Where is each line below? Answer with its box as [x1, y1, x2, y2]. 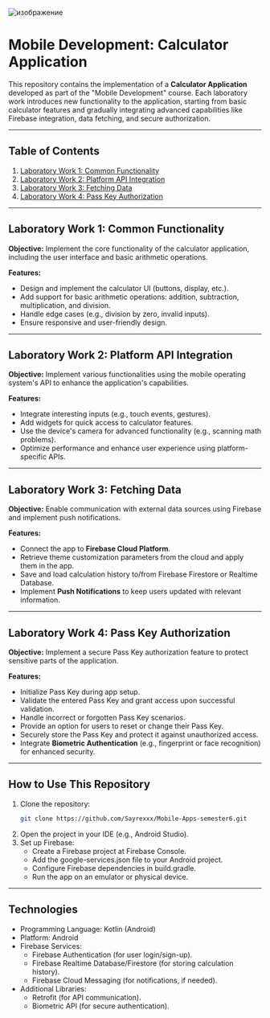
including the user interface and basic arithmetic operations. [8, 252, 208, 261]
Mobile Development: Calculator [8, 36, 229, 54]
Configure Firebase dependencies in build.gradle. [31, 863, 197, 872]
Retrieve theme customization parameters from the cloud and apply [19, 552, 244, 562]
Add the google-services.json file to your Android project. [31, 855, 223, 864]
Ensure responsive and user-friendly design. [19, 318, 167, 327]
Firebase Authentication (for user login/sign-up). [31, 950, 193, 959]
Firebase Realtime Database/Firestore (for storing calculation [31, 958, 235, 968]
